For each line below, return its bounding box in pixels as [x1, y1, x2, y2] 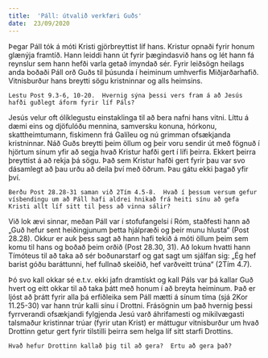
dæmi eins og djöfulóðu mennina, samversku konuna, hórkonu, [8, 121, 217, 131]
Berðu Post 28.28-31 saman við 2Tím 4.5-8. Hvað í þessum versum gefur [8, 188, 258, 196]
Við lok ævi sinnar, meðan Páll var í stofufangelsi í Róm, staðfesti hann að [8, 216, 250, 226]
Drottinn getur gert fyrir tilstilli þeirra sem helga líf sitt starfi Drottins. [8, 326, 233, 335]
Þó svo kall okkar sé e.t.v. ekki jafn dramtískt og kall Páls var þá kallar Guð [8, 275, 254, 285]
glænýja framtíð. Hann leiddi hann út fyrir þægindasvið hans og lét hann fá [8, 50, 255, 60]
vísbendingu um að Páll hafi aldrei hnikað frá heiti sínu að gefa [8, 195, 240, 203]
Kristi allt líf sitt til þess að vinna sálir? [8, 202, 171, 210]
